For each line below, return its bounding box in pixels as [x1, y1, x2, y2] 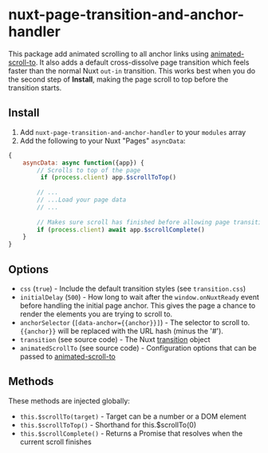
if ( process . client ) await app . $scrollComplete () [37, 225, 205, 233]
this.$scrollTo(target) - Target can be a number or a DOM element [19, 411, 247, 421]
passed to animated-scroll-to [19, 352, 116, 361]
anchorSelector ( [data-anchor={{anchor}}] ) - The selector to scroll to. [19, 317, 250, 327]
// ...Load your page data [37, 196, 127, 204]
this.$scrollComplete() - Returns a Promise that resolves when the [19, 428, 243, 438]
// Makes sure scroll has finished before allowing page [37, 218, 230, 226]
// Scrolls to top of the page [37, 166, 141, 174]
